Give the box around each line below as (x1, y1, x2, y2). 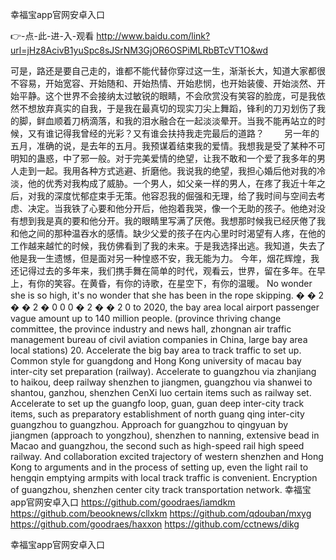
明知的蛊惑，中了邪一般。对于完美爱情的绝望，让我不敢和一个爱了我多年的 (10, 153, 317, 164)
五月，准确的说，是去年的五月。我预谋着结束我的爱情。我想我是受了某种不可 (10, 140, 326, 152)
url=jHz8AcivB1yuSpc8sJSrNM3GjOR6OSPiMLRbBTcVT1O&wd (10, 44, 268, 56)
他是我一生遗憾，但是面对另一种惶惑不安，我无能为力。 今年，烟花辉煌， (10, 253, 311, 264)
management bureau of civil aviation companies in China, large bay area (10, 334, 308, 345)
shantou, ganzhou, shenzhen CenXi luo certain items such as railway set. (10, 387, 312, 398)
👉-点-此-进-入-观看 (10, 30, 95, 42)
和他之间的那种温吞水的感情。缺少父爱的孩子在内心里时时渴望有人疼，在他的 (10, 228, 326, 239)
